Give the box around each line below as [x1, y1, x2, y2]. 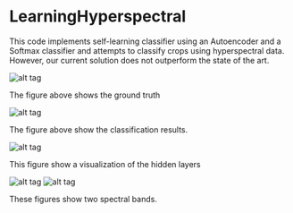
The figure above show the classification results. [9, 124, 188, 135]
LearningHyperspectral [9, 6, 187, 27]
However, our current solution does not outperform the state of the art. [9, 55, 270, 65]
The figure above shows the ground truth [9, 89, 161, 100]
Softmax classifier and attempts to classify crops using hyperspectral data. [9, 45, 285, 55]
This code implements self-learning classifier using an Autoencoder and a [9, 36, 281, 47]
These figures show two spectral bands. [9, 193, 158, 204]
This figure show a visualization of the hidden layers [9, 158, 201, 169]
